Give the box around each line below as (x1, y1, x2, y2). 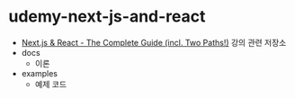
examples (21, 67, 58, 78)
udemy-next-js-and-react (8, 6, 206, 27)
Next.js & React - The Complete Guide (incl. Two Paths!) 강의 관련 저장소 (21, 37, 287, 48)
